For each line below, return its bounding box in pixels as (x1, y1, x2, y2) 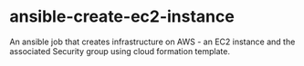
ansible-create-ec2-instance (9, 6, 235, 27)
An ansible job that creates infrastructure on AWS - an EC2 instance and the (9, 36, 296, 47)
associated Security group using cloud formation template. (9, 45, 231, 56)
